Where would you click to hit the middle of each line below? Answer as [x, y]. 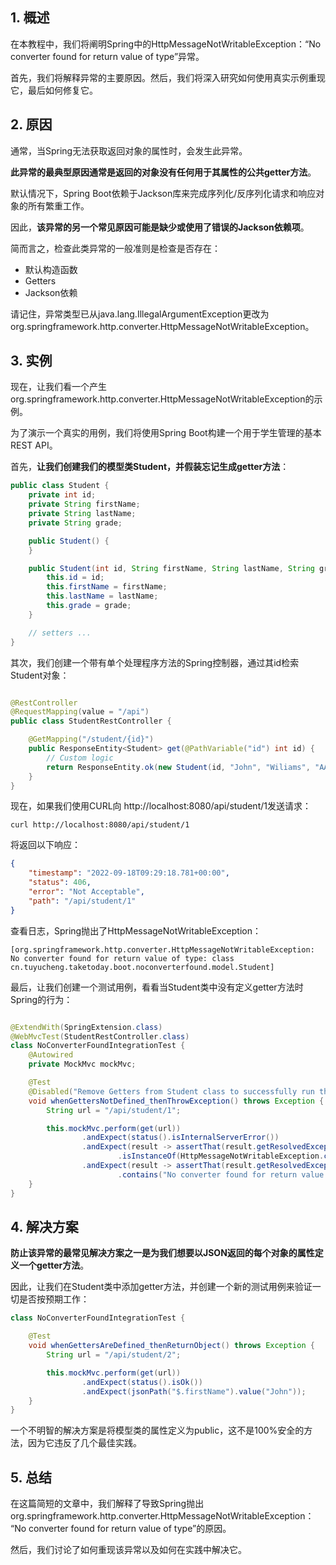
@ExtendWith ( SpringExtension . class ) [86, 1027]
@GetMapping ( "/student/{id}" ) [91, 739]
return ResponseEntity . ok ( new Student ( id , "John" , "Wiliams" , [178, 767]
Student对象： [40, 675]
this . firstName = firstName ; [107, 587]
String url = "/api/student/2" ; [114, 1355]
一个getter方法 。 [54, 1265]
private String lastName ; [82, 514]
